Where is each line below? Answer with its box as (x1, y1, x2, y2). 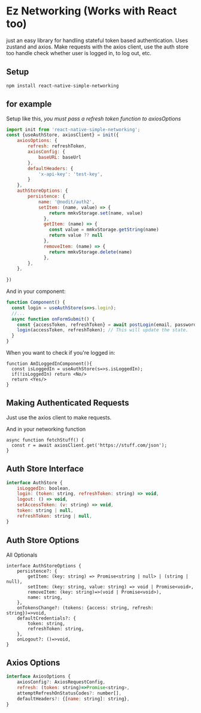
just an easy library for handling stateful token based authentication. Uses (6, 37, 188, 44)
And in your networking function (6, 425, 86, 433)
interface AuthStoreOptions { (6, 563, 82, 569)
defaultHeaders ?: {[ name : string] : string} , (17, 696, 130, 702)
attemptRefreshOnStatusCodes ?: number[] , (17, 690, 121, 696)
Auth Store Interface (6, 464, 84, 474)
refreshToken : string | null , (17, 513, 93, 519)
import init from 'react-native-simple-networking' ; (6, 126, 141, 132)
